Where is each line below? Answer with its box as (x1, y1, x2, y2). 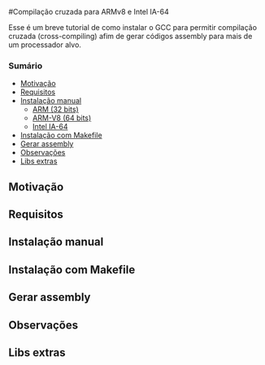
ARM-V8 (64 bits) (32, 113, 92, 123)
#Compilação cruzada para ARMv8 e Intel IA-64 (8, 7, 169, 16)
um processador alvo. (8, 40, 81, 50)
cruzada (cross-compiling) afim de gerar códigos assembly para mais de (8, 32, 253, 41)
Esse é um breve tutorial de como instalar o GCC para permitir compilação (8, 23, 258, 32)
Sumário (8, 60, 43, 72)
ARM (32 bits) (32, 105, 79, 115)
